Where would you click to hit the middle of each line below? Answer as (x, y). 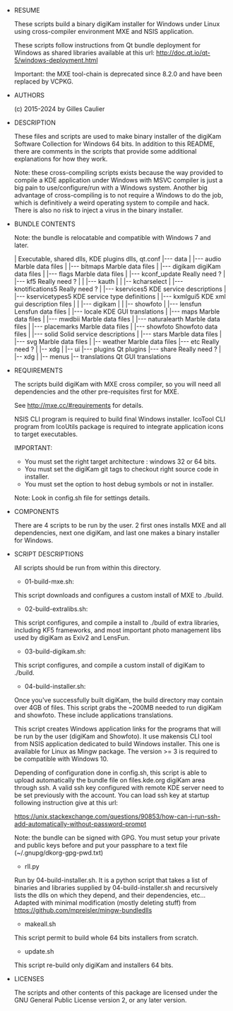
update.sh (39, 951)
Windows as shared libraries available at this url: (84, 53)
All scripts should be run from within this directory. (87, 568)
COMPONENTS (36, 512)
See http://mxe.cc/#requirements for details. (78, 405)
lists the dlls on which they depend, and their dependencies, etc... (110, 895)
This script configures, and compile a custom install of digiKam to (109, 665)
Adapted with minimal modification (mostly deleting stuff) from (105, 903)
